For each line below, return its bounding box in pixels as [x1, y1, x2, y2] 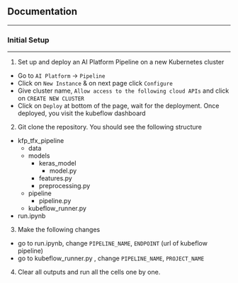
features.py [38, 174, 72, 183]
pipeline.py [38, 197, 72, 205]
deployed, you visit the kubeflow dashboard [17, 109, 147, 117]
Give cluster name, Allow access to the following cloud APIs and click [17, 86, 229, 95]
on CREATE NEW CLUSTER [17, 94, 85, 103]
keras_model [38, 159, 76, 168]
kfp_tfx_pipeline [17, 137, 64, 145]
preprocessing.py [38, 182, 91, 190]
